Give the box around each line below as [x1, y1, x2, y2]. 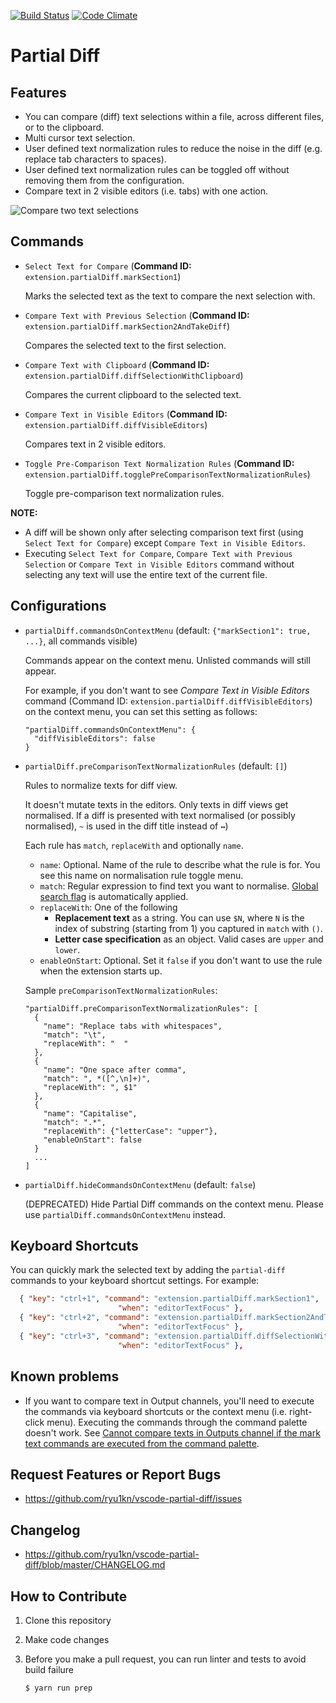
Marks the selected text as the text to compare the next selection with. [24, 290, 316, 302]
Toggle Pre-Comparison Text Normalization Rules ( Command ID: [24, 457, 295, 469]
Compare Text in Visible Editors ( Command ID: [24, 408, 228, 420]
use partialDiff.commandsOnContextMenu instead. [24, 1208, 227, 1220]
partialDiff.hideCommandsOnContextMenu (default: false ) [24, 1178, 257, 1190]
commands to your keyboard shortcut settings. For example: [10, 1275, 260, 1287]
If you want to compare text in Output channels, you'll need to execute [24, 1395, 315, 1407]
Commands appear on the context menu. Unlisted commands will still [24, 654, 311, 666]
